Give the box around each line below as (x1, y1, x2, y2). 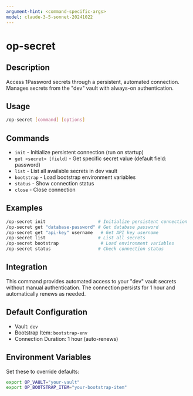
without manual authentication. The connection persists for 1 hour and (6, 284, 175, 291)
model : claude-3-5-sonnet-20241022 (6, 14, 93, 20)
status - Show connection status (14, 180, 94, 187)
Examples (6, 203, 43, 213)
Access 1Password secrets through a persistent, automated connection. (6, 78, 180, 85)
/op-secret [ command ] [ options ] (6, 117, 85, 123)
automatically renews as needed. (6, 290, 86, 297)
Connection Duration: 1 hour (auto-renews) (14, 335, 118, 342)
